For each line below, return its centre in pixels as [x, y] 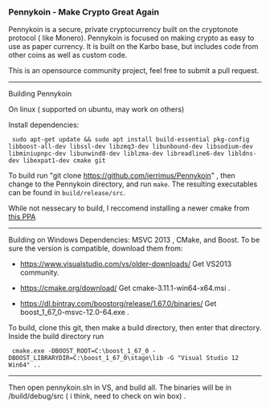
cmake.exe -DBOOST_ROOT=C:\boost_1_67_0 [80, 351]
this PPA [22, 217]
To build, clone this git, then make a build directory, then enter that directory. [135, 328]
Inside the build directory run [56, 337]
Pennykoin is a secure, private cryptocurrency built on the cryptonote [123, 30]
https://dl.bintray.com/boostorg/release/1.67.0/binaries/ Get [118, 304]
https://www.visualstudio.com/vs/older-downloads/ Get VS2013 [125, 264]
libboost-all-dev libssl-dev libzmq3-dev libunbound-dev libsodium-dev [131, 147]
